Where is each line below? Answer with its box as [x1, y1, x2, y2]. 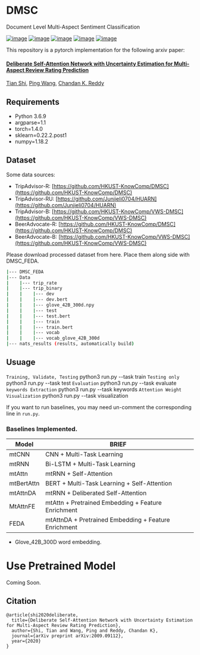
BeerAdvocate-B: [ [14, 233, 61, 240]
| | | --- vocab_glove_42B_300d [6, 335, 100, 341]
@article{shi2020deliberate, [6, 612, 79, 618]
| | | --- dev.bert [6, 297, 68, 302]
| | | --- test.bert [6, 313, 70, 319]
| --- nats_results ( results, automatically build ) [6, 341, 135, 347]
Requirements [6, 96, 60, 107]
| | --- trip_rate [6, 280, 58, 286]
